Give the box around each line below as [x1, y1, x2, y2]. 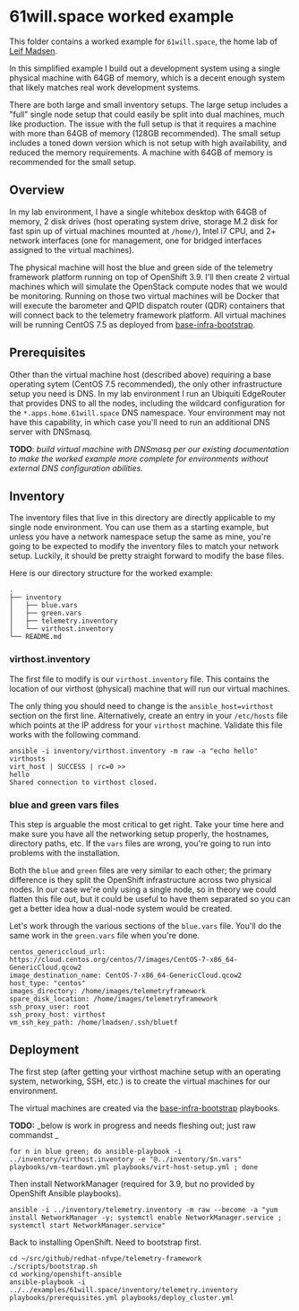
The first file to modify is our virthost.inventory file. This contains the [9, 673, 270, 684]
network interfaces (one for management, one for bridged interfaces [9, 235, 262, 246]
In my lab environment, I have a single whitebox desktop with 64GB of [9, 206, 267, 217]
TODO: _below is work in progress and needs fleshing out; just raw [9, 1120, 257, 1131]
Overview [9, 182, 65, 198]
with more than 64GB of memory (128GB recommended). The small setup [9, 127, 281, 138]
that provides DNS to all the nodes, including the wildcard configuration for [9, 398, 286, 408]
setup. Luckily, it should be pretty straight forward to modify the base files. [9, 550, 285, 562]
